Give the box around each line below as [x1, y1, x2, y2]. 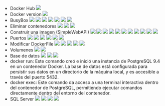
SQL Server [10, 96, 34, 102]
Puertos [10, 35, 27, 41]
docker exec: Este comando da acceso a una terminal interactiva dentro [10, 79, 159, 85]
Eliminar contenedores [10, 23, 57, 29]
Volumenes [10, 47, 34, 52]
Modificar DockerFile [10, 41, 54, 47]
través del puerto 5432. [10, 74, 59, 80]
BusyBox [10, 17, 29, 23]
